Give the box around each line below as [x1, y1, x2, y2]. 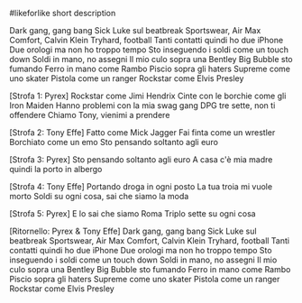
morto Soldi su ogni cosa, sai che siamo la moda [9, 191, 189, 201]
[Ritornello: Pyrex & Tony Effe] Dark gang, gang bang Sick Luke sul [9, 225, 257, 236]
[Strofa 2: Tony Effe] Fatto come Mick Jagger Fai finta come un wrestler [9, 127, 276, 138]
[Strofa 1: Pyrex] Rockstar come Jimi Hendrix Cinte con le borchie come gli [9, 90, 287, 101]
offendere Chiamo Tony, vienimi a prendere [9, 110, 170, 120]
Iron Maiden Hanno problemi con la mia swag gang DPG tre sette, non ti [9, 100, 276, 111]
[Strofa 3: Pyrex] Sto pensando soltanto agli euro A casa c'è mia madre [9, 154, 273, 165]
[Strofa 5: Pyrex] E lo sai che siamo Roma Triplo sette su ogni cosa [9, 208, 256, 219]
